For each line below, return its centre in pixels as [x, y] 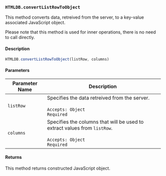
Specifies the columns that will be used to [95, 122]
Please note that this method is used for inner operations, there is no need [81, 32]
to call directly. [20, 37]
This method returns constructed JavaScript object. [58, 168]
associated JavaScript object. [35, 23]
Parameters [17, 70]
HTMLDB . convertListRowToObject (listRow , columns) [57, 59]
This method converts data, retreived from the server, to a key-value [75, 17]
